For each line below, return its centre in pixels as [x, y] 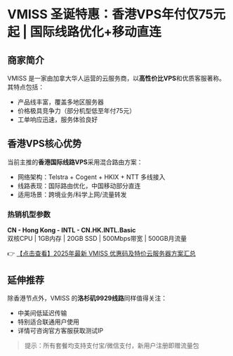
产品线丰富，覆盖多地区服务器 [60, 102]
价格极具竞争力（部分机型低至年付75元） [76, 111]
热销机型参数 [29, 214]
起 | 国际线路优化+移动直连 [84, 32]
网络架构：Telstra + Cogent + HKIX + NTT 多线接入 [91, 177]
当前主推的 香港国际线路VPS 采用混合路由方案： [75, 161]
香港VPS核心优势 [45, 144]
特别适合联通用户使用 [48, 322]
